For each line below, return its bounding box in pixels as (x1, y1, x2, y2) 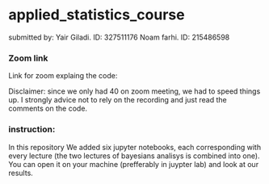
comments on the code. (8, 103, 87, 114)
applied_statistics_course (8, 6, 185, 24)
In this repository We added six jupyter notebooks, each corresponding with (8, 142, 261, 152)
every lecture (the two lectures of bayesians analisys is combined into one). (8, 151, 260, 161)
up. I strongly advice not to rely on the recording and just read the (8, 95, 228, 105)
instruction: (8, 123, 56, 135)
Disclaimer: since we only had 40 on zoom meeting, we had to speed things (8, 86, 261, 96)
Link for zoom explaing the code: (8, 71, 118, 81)
